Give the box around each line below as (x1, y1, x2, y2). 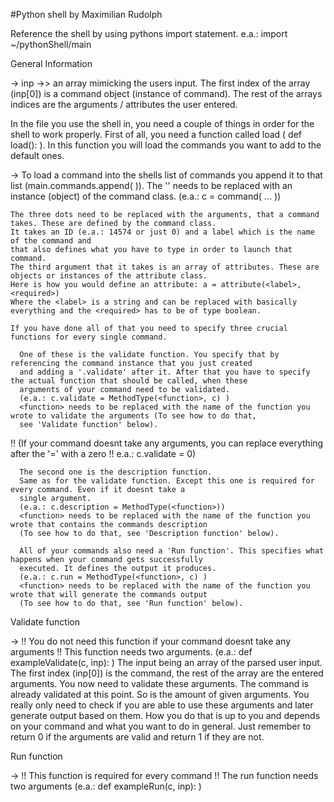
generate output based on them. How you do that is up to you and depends (10, 710, 321, 721)
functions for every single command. (10, 332, 168, 342)
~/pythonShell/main (10, 39, 92, 50)
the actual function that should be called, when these (10, 376, 248, 386)
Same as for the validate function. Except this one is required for (19, 476, 315, 486)
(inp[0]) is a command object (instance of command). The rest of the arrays (10, 88, 323, 99)
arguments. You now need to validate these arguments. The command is (10, 678, 309, 689)
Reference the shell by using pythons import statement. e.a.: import (10, 28, 288, 39)
